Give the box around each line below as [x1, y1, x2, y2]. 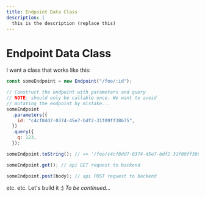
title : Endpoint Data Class [6, 9, 78, 15]
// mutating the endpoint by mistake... [6, 100, 111, 106]
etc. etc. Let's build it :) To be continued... [6, 184, 111, 192]
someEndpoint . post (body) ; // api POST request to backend [6, 173, 157, 179]
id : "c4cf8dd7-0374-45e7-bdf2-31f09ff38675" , [17, 117, 135, 123]
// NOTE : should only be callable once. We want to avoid [6, 95, 157, 101]
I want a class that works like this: [6, 66, 91, 74]
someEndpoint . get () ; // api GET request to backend [6, 162, 140, 168]
